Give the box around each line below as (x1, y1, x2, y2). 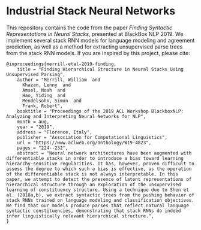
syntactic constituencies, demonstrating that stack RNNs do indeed (6, 208, 181, 214)
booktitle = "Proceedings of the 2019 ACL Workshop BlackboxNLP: (17, 108, 184, 114)
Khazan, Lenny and (22, 82, 71, 88)
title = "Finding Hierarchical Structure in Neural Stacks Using (17, 66, 184, 72)
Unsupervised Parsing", (6, 71, 66, 77)
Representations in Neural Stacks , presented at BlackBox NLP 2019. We (6, 30, 184, 37)
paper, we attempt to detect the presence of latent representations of (6, 176, 192, 182)
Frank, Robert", (22, 103, 63, 109)
